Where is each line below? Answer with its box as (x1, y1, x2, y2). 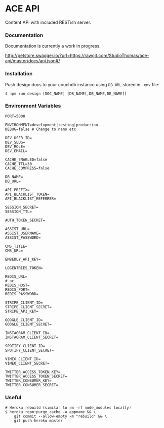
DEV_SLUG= (5, 140, 26, 145)
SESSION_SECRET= (5, 205, 39, 210)
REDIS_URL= (5, 274, 28, 279)
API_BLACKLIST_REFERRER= (5, 196, 56, 201)
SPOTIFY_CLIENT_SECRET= (5, 348, 54, 353)
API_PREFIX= (5, 187, 30, 192)
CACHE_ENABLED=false (5, 157, 48, 162)
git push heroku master (14, 418, 63, 424)
